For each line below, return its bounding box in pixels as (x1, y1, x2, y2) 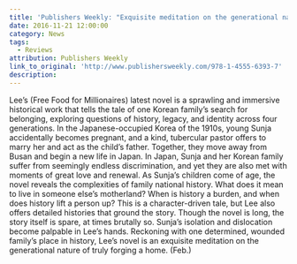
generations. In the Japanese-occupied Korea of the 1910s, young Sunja (9, 123, 272, 133)
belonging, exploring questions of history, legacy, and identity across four (9, 113, 278, 124)
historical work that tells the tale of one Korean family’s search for (9, 103, 248, 115)
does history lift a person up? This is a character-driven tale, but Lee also (9, 198, 276, 208)
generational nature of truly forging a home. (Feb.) (9, 245, 192, 255)
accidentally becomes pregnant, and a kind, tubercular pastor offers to (9, 132, 267, 142)
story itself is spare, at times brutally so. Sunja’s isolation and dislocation (9, 216, 273, 227)
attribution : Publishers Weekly (9, 54, 128, 63)
